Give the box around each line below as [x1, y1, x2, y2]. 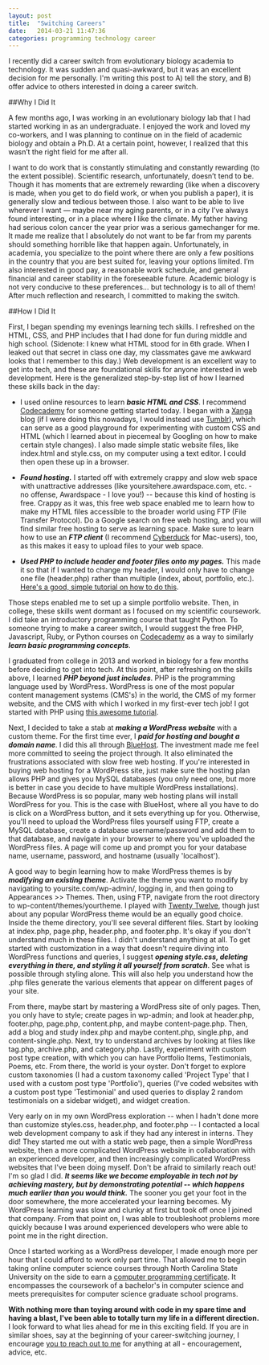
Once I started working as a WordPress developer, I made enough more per [8, 1247, 259, 1256]
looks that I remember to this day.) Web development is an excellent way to [8, 356, 257, 366]
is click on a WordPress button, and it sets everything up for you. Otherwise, [8, 809, 261, 818]
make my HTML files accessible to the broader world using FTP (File [19, 507, 247, 517]
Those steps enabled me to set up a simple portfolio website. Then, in [8, 598, 239, 608]
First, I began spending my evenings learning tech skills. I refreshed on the [8, 322, 255, 332]
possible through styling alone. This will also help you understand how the [8, 969, 254, 979]
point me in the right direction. [8, 1231, 108, 1240]
